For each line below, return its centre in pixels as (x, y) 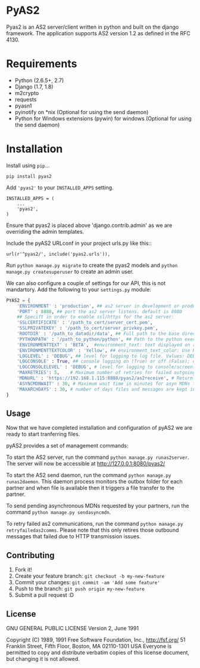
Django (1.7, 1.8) (34, 87)
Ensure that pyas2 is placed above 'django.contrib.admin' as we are (89, 225)
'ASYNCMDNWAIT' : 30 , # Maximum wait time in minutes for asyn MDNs (104, 384)
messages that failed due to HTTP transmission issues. (74, 537)
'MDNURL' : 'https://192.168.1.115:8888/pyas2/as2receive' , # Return (105, 378)
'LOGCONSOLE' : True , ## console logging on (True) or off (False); (104, 361)
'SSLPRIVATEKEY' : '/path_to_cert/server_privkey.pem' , (88, 328)
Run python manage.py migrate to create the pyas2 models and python (92, 265)
